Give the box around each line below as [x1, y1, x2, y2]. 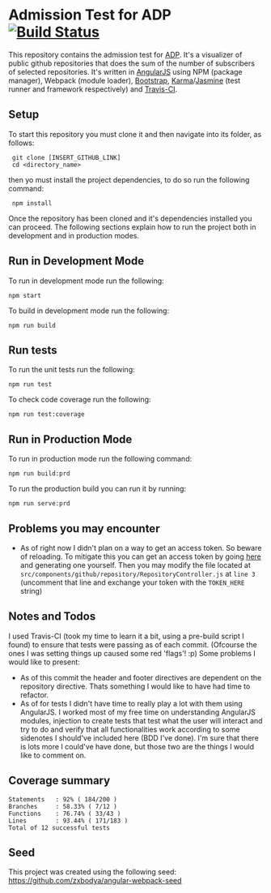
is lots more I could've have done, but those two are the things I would [19, 741, 255, 751]
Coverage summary [8, 774, 111, 788]
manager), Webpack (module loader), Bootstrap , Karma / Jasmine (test [8, 75, 241, 85]
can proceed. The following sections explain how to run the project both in [8, 221, 256, 232]
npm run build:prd [8, 470, 70, 478]
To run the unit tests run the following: [8, 365, 135, 375]
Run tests [8, 343, 57, 357]
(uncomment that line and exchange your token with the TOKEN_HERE [19, 577, 245, 587]
